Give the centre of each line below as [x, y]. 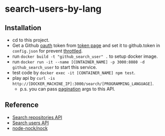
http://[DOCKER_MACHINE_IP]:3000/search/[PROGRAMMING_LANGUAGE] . [83, 83]
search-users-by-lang [53, 9]
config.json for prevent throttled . [47, 51]
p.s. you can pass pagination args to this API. [68, 89]
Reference [22, 105]
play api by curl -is [34, 78]
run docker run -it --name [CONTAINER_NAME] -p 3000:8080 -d [78, 62]
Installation [23, 28]
